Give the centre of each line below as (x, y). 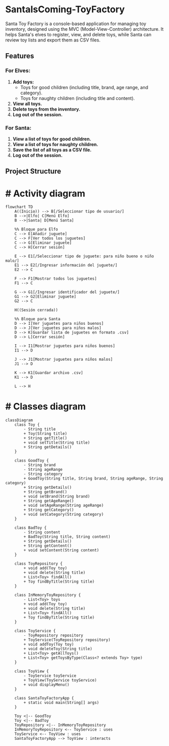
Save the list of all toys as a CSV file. (52, 150)
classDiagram (19, 420)
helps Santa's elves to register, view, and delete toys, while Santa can (78, 34)
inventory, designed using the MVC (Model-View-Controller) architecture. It (84, 29)
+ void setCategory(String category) (64, 514)
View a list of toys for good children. (52, 139)
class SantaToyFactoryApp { (44, 698)
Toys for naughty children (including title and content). (78, 98)
